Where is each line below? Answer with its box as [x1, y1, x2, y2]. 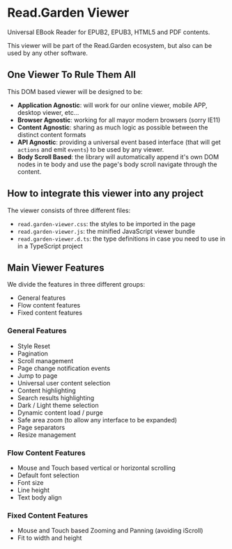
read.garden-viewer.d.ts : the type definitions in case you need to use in [17, 234, 226, 243]
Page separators [17, 423, 65, 431]
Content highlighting [17, 386, 77, 395]
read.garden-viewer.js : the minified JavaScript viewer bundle [17, 227, 195, 235]
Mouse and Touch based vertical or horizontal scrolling [17, 463, 176, 472]
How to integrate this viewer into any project [7, 188, 204, 200]
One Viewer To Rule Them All [7, 69, 136, 81]
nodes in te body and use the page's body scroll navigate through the [17, 160, 217, 168]
